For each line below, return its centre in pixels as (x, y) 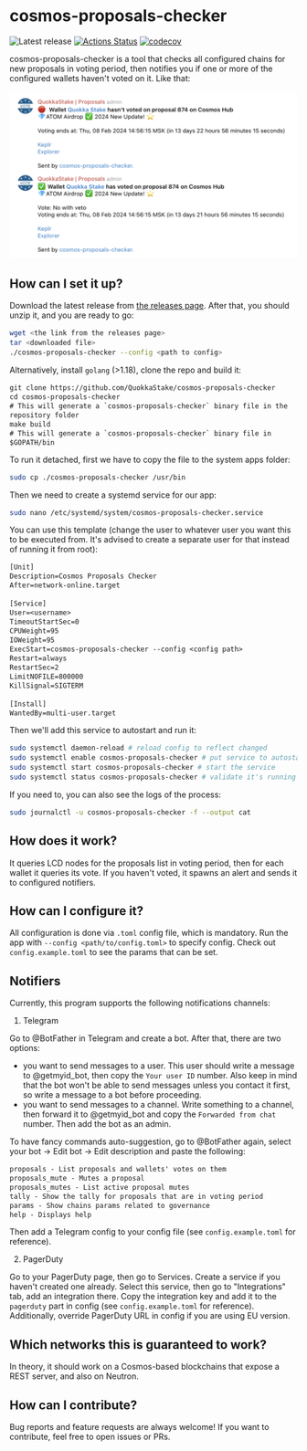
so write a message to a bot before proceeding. (112, 1095)
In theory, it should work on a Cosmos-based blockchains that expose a (145, 1367)
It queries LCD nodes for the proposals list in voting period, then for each (147, 863)
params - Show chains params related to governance (110, 1206)
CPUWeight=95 (34, 631)
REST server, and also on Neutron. (74, 1376)
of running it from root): (54, 550)
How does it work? (64, 841)
